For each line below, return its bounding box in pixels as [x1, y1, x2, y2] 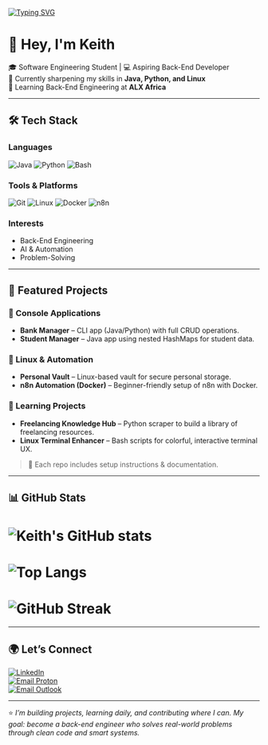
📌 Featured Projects [8, 283, 108, 297]
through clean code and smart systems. [8, 728, 140, 738]
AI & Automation [19, 244, 73, 254]
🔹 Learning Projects [8, 400, 86, 412]
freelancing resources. [19, 427, 94, 436]
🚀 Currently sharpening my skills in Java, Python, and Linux [8, 73, 206, 83]
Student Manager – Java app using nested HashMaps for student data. [19, 333, 255, 343]
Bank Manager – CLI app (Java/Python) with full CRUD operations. [19, 325, 239, 335]
